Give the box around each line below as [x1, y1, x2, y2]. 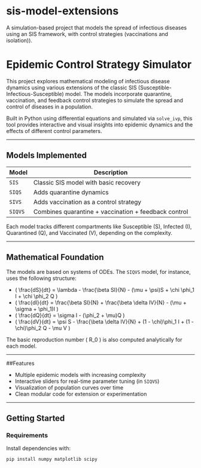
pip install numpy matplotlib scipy [6, 457, 98, 463]
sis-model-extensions [6, 4, 119, 18]
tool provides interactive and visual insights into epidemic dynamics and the [6, 121, 193, 128]
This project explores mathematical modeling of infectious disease [6, 77, 170, 84]
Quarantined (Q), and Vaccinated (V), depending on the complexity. [6, 229, 172, 236]
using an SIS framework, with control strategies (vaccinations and [6, 30, 169, 37]
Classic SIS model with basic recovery [33, 178, 141, 186]
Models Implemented [6, 150, 87, 161]
